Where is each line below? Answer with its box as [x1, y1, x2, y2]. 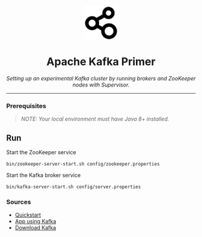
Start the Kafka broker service [6, 172, 81, 179]
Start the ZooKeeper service [6, 149, 76, 156]
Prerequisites [6, 101, 46, 110]
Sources [6, 197, 31, 206]
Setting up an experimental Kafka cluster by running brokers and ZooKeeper [6, 74, 196, 82]
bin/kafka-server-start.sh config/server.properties [6, 184, 141, 190]
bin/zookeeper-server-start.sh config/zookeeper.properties [6, 161, 161, 167]
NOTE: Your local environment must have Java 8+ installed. [20, 115, 170, 122]
